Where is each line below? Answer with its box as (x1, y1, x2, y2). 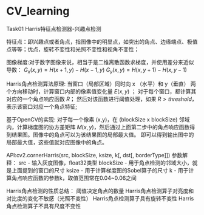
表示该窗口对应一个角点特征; (6, 103, 78, 110)
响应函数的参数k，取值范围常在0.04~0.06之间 (22, 174, 137, 182)
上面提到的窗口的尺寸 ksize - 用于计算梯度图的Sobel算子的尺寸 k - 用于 (11, 166, 189, 174)
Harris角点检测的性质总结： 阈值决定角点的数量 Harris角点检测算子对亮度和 (6, 187, 194, 194)
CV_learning (6, 4, 70, 18)
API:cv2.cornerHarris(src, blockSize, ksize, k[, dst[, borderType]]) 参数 (6, 151, 183, 159)
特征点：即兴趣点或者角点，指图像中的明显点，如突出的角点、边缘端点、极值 (6, 38, 198, 45)
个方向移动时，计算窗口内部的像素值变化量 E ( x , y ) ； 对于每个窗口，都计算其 (6, 87, 197, 95)
